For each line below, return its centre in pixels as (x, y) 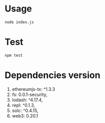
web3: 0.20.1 (25, 115)
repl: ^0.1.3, (23, 105)
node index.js (19, 22)
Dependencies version (52, 75)
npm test (14, 55)
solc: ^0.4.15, (25, 110)
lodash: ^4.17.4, (27, 100)
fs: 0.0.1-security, (30, 94)
